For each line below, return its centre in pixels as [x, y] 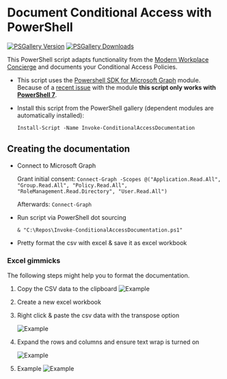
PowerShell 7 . [37, 95]
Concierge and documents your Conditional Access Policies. [92, 67]
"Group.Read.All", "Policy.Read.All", [72, 185]
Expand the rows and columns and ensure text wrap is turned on [108, 342]
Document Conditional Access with [109, 13]
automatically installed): [50, 115]
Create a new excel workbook [59, 302]
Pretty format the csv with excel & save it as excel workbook [102, 242]
